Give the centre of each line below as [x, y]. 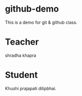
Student [21, 75]
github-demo [32, 9]
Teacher [22, 42]
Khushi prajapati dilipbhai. [31, 88]
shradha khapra [20, 55]
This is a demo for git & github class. [41, 22]
